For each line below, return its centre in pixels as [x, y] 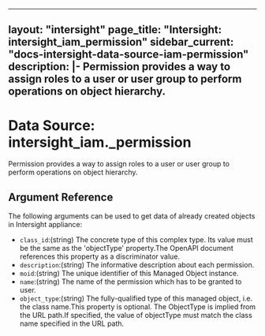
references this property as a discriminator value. [99, 256]
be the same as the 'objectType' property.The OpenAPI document [127, 248]
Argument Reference [61, 197]
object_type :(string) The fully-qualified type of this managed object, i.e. [136, 299]
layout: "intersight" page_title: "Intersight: [115, 30]
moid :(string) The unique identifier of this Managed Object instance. [129, 274]
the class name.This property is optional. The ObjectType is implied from [138, 307]
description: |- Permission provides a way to [119, 67]
